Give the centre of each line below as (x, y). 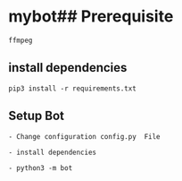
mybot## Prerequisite (91, 17)
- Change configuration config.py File (85, 136)
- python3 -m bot (41, 168)
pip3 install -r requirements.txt (73, 88)
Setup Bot (36, 116)
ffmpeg (21, 40)
